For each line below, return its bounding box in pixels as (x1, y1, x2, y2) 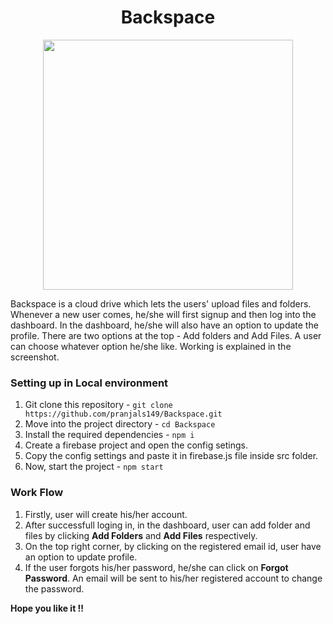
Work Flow (10, 486, 64, 500)
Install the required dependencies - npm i (24, 429, 195, 441)
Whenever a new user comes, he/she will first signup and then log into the (10, 308, 317, 320)
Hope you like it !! (10, 602, 85, 614)
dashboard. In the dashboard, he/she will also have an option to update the (10, 319, 319, 331)
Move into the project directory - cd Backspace (24, 418, 216, 430)
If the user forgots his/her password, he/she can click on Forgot (24, 561, 289, 573)
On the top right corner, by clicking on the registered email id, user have (24, 540, 322, 552)
